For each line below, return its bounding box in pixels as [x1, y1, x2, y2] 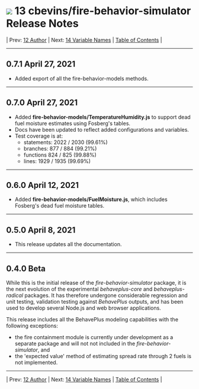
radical [6, 292, 24, 299]
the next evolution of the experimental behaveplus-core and [6, 286, 153, 292]
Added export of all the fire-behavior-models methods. [14, 75, 149, 82]
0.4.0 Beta [6, 263, 46, 273]
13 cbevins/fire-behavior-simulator [14, 4, 191, 18]
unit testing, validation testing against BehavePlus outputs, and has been [6, 298, 184, 305]
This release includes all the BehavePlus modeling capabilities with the [6, 316, 179, 323]
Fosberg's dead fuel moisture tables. [14, 202, 105, 209]
